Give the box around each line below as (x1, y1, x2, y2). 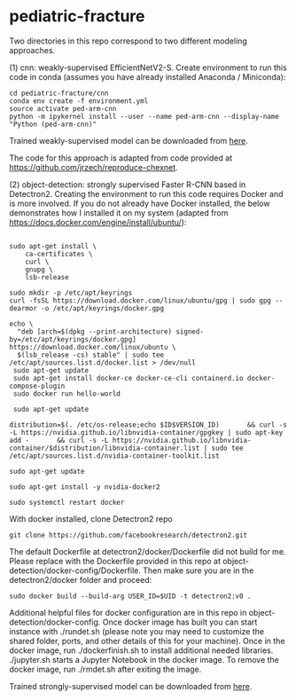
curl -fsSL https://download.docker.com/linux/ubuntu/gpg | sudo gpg (9, 295, 272, 305)
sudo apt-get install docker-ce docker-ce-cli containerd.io (12, 374, 244, 382)
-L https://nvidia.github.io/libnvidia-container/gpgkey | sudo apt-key (9, 428, 284, 437)
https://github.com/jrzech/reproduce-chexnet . (9, 161, 179, 172)
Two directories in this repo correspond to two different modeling (9, 35, 248, 46)
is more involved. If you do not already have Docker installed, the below (9, 198, 270, 208)
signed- (175, 326, 204, 336)
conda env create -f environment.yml (9, 96, 149, 106)
